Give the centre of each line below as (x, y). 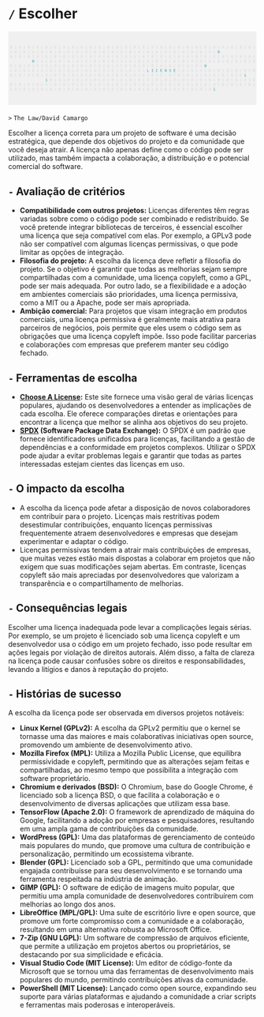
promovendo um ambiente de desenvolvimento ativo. (106, 745)
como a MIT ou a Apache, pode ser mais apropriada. (105, 303)
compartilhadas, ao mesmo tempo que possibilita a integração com (129, 770)
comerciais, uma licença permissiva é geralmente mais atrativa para (130, 320)
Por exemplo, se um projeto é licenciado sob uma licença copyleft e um (124, 636)
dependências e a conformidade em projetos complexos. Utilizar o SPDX (138, 447)
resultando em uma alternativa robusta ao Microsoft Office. (115, 929)
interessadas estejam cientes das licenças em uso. (102, 463)
